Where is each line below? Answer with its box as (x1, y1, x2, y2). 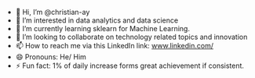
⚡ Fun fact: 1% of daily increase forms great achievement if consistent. (15, 61, 245, 70)
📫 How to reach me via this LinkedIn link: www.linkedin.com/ (15, 41, 214, 50)
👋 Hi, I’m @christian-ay (15, 8, 90, 16)
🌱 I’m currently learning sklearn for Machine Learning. (15, 24, 191, 33)
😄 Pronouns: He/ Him (15, 52, 86, 62)
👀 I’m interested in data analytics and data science (15, 16, 179, 25)
